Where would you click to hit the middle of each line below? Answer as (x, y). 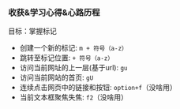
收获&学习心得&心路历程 (54, 12)
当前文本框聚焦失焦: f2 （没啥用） (74, 97)
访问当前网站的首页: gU (56, 77)
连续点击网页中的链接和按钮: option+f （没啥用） (98, 88)
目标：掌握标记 (32, 31)
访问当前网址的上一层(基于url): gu (73, 68)
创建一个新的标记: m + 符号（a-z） (73, 48)
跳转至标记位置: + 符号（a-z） (67, 58)
